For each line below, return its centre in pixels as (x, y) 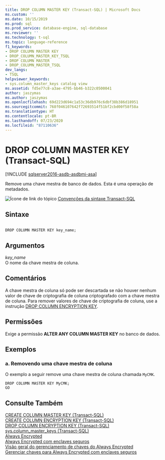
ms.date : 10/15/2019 (27, 19)
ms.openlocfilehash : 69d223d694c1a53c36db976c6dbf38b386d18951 (72, 102)
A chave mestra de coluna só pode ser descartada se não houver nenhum (81, 290)
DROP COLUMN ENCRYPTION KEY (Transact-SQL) (57, 426)
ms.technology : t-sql (27, 38)
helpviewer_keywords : (27, 79)
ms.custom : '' (20, 14)
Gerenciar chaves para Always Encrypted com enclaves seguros (71, 452)
